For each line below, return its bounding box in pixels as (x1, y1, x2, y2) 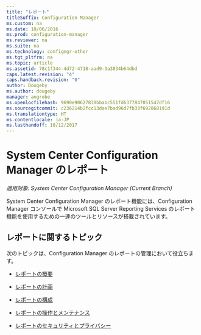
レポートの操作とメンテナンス (15, 309, 90, 316)
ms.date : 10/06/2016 (6, 26, 59, 32)
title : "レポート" (6, 9, 50, 15)
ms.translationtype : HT (6, 111, 67, 117)
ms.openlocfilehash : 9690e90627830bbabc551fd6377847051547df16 (6, 99, 171, 105)
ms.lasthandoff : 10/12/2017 (6, 122, 78, 129)
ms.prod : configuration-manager (6, 32, 88, 38)
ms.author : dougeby (6, 88, 56, 94)
